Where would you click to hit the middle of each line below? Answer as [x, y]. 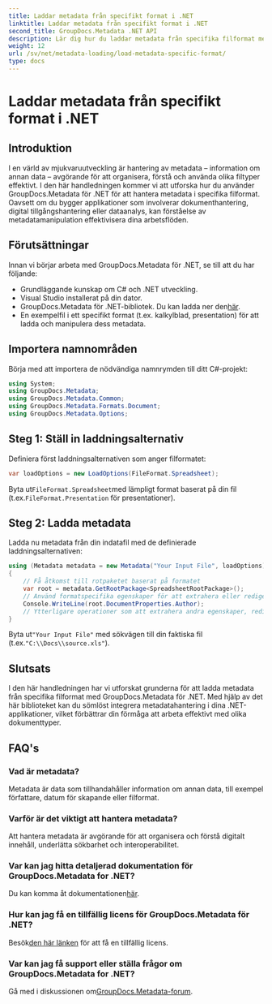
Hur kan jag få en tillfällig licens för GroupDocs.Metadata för [129, 915]
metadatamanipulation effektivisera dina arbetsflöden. [98, 219]
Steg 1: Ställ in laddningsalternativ [96, 439]
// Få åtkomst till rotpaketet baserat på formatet [112, 581]
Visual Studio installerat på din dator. [81, 298]
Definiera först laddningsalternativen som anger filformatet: [107, 459]
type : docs [27, 62]
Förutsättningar [49, 246]
